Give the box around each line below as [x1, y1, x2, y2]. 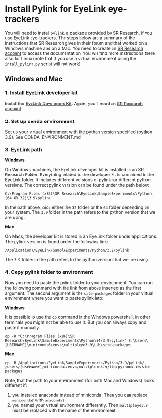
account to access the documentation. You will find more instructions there [5, 50, 155, 56]
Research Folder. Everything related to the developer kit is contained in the [5, 172, 154, 178]
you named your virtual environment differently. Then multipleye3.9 [12, 402, 148, 408]
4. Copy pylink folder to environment [5, 269, 93, 276]
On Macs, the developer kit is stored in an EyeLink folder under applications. [5, 233, 158, 239]
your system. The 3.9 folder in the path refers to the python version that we [5, 209, 156, 215]
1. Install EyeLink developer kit [5, 89, 78, 96]
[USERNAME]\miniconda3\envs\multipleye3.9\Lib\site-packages [5, 342, 131, 347]
